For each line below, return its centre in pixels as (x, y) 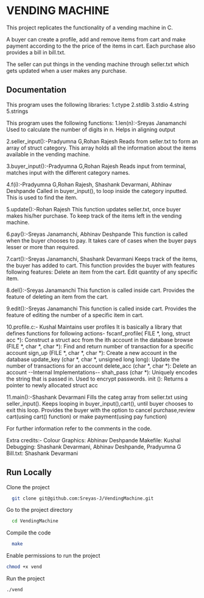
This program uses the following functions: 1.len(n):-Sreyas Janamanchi (97, 123)
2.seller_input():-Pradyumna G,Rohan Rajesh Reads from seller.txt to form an (102, 141)
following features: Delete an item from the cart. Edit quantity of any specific (102, 272)
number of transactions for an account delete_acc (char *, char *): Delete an (101, 366)
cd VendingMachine (35, 521)
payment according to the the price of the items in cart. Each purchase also (101, 46)
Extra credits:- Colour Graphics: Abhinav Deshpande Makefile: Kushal (93, 440)
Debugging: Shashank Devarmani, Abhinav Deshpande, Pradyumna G (94, 447)
